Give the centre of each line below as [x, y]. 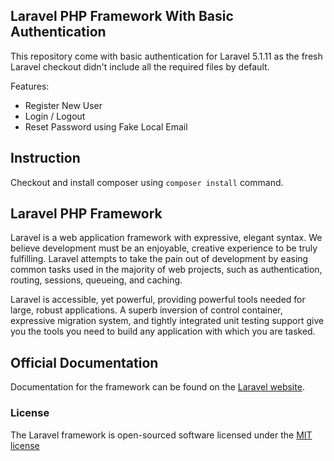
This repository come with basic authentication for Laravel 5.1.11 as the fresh [166, 56]
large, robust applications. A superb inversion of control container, [146, 310]
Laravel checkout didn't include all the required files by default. [140, 66]
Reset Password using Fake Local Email [106, 126]
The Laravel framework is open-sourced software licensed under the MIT [161, 435]
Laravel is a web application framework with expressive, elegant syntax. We [166, 238]
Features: [30, 86]
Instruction [45, 158]
